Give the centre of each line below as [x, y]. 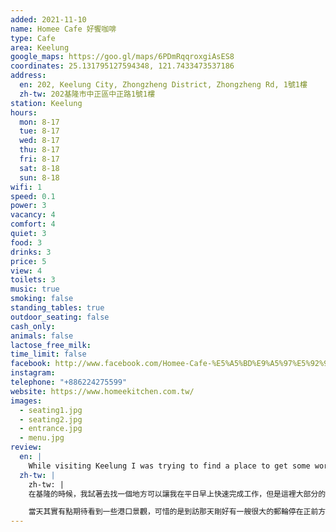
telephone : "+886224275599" [69, 382]
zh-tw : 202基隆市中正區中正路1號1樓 [87, 94]
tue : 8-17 [39, 131]
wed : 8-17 [39, 141]
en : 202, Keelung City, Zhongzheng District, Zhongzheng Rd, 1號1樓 [163, 85]
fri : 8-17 [39, 159]
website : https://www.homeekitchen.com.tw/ [102, 391]
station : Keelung [46, 103]
